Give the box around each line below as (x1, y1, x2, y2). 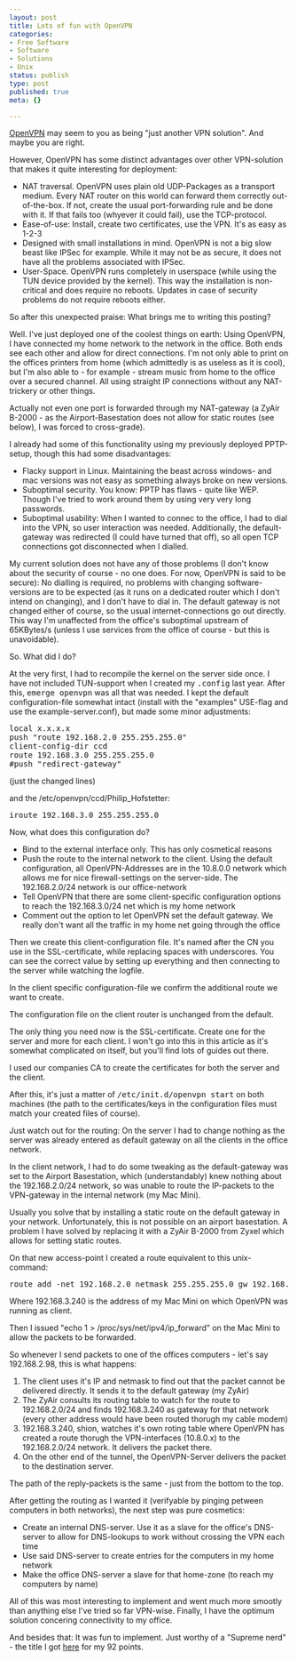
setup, (9, 448, 33, 459)
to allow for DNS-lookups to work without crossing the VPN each (47, 1531, 285, 1543)
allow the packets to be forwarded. (9, 1332, 137, 1343)
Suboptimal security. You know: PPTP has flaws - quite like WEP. (21, 485, 259, 495)
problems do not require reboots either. (21, 294, 166, 305)
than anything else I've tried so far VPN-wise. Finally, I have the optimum (9, 1606, 275, 1617)
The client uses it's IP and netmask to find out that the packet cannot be (21, 1376, 285, 1387)
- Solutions (9, 54, 53, 63)
